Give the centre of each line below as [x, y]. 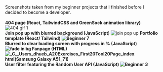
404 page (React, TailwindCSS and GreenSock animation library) [73, 23]
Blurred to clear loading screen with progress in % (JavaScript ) [71, 43]
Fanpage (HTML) [50, 49]
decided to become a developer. [38, 12]
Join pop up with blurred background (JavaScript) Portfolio [81, 33]
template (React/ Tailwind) [33, 38]
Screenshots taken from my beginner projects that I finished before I [75, 7]
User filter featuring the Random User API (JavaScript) [62, 64]
